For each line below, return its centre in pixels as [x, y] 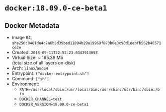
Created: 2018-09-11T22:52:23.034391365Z [55, 52]
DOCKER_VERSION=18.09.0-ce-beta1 [54, 105]
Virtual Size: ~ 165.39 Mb [38, 57]
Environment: [25, 84]
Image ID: [22, 37]
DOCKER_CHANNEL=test [41, 99]
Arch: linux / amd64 [30, 68]
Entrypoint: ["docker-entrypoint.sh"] [50, 73]
